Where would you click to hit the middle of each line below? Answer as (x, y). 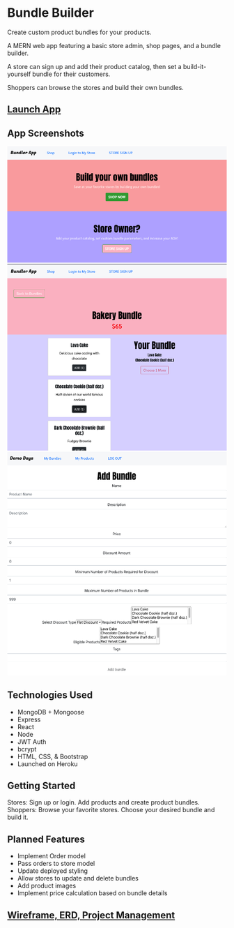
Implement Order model (51, 856)
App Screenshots (46, 133)
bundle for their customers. (71, 74)
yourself (19, 74)
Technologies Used (50, 695)
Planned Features (46, 839)
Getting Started (41, 786)
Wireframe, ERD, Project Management (91, 915)
